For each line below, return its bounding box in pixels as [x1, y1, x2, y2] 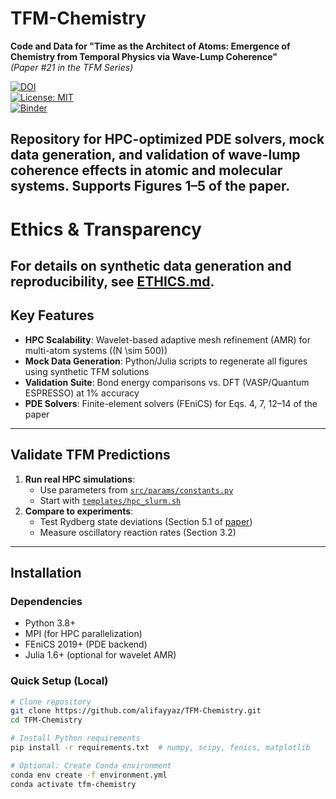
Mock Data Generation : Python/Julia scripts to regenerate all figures [24, 355, 308, 367]
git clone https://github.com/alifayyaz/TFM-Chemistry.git [10, 706, 262, 716]
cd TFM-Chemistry [10, 715, 83, 726]
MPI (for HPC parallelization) [24, 628, 143, 640]
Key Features [10, 307, 95, 324]
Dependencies [10, 594, 83, 608]
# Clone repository [10, 697, 92, 707]
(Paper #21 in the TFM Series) [10, 61, 134, 73]
